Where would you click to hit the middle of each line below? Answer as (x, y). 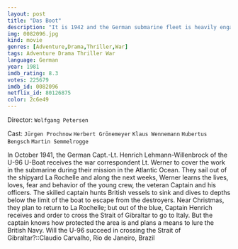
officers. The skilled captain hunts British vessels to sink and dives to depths (119, 193)
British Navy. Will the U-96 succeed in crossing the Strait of (94, 230)
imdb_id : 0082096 (33, 87)
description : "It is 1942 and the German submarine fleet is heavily (112, 27)
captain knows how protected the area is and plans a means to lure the (111, 223)
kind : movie (25, 40)
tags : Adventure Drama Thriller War (61, 54)
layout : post (27, 14)
